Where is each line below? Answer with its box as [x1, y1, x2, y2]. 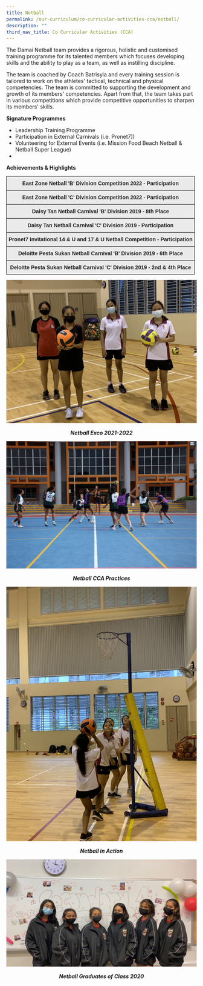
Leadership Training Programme [14, 127, 95, 134]
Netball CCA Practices [72, 575, 130, 582]
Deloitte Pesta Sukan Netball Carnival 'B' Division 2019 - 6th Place [18, 250, 183, 257]
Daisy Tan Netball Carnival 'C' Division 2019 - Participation [27, 222, 174, 229]
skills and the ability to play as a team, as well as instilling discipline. [6, 59, 175, 67]
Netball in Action [80, 847, 123, 854]
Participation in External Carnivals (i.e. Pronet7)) [14, 133, 135, 141]
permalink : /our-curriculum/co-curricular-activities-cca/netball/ [6, 16, 180, 22]
